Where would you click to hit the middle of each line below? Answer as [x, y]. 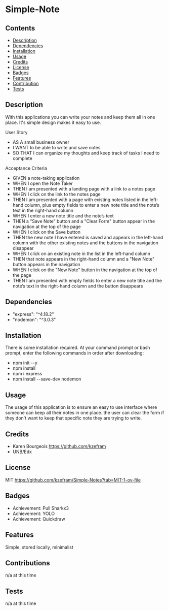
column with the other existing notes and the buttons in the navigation [85, 243]
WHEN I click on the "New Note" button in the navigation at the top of [85, 270]
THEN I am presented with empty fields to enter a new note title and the [87, 280]
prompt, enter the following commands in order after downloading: [75, 353]
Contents [20, 28]
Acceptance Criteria [26, 168]
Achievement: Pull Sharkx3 [41, 508]
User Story [16, 132]
